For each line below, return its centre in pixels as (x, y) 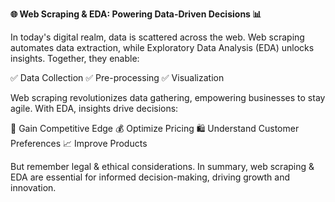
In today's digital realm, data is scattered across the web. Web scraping (157, 37)
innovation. (33, 187)
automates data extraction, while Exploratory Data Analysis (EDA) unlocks (162, 47)
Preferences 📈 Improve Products (79, 143)
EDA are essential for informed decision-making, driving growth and (150, 177)
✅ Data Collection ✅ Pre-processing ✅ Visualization (117, 77)
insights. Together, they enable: (75, 58)
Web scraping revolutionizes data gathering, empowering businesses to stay (168, 97)
